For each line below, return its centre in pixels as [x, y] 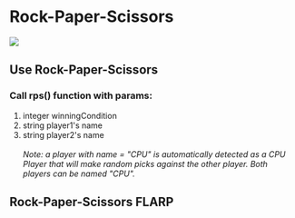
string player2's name [63, 134]
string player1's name [62, 125]
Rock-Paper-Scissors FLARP [92, 202]
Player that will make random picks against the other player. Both [145, 163]
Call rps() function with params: [81, 95]
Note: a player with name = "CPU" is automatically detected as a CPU [154, 154]
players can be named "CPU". [79, 173]
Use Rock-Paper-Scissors [84, 70]
